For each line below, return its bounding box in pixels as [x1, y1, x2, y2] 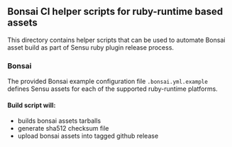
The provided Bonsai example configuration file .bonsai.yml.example [7, 77, 208, 86]
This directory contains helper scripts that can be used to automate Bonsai [7, 36, 226, 44]
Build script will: [7, 101, 56, 109]
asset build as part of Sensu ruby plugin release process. [7, 43, 175, 52]
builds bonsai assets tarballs [17, 116, 101, 125]
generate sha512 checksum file [17, 124, 109, 133]
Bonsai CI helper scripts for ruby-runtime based [7, 6, 223, 18]
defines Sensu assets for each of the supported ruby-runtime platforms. [7, 85, 218, 93]
